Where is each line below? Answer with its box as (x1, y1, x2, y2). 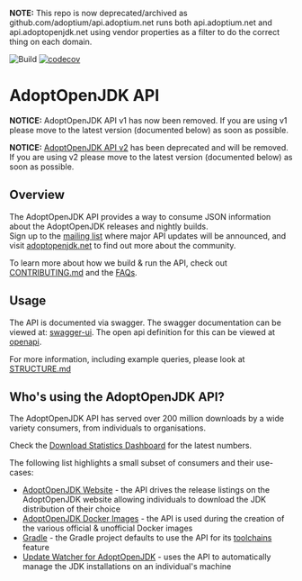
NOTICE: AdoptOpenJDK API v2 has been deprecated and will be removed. (9, 141, 289, 152)
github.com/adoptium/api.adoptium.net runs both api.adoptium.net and (9, 17, 272, 28)
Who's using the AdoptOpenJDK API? (9, 389, 225, 404)
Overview (9, 187, 66, 203)
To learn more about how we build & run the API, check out (9, 257, 227, 268)
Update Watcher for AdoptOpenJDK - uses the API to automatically (22, 551, 271, 562)
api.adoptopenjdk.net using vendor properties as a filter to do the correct (9, 27, 280, 37)
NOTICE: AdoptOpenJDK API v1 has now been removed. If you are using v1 (9, 114, 288, 125)
